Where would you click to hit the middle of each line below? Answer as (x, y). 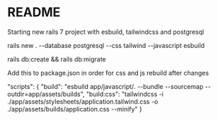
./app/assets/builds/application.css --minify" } (75, 109)
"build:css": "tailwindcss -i (125, 94)
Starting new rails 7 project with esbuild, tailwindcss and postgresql (106, 32)
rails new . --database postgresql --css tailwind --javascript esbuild (106, 45)
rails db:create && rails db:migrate (57, 59)
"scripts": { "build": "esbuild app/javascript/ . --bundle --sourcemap (105, 86)
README (34, 12)
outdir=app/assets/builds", (46, 94)
